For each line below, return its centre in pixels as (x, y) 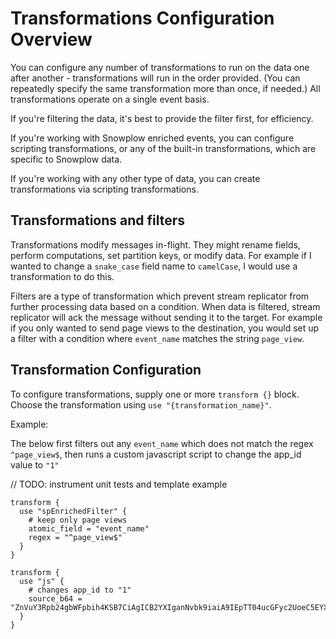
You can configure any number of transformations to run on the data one (160, 67)
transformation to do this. (62, 276)
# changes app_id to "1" (80, 590)
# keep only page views (78, 520)
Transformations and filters (98, 220)
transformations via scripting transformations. (104, 189)
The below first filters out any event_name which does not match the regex (162, 443)
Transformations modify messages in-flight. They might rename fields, (155, 244)
